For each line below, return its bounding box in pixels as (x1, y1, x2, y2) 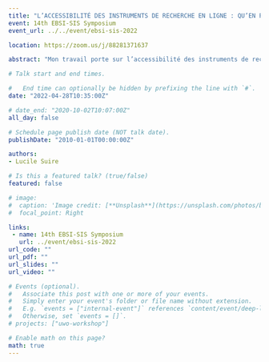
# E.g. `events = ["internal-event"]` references (8, 305, 184, 313)
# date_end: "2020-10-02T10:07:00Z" (8, 106, 130, 115)
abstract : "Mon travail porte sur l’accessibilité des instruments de (8, 55, 249, 64)
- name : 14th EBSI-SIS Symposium (11, 231, 124, 239)
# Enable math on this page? (8, 334, 106, 342)
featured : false (8, 179, 62, 187)
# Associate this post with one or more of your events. (8, 290, 210, 298)
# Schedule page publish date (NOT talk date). (8, 128, 171, 136)
